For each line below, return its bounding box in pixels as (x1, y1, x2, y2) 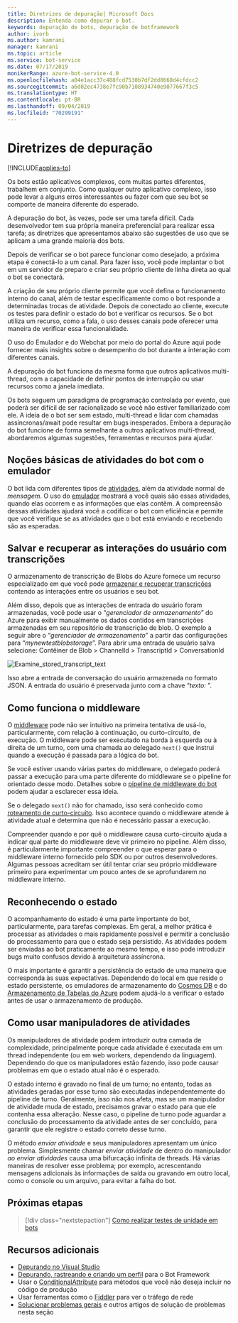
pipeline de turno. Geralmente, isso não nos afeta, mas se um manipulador (7, 1094, 225, 1103)
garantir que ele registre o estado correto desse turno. (7, 1125, 167, 1133)
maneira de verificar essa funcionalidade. (7, 324, 129, 332)
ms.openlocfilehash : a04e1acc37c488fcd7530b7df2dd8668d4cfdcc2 (7, 76, 199, 84)
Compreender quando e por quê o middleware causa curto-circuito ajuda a (7, 830, 227, 839)
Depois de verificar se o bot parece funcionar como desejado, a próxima (7, 250, 220, 258)
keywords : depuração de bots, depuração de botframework (7, 23, 180, 31)
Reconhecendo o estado (7, 895, 118, 908)
